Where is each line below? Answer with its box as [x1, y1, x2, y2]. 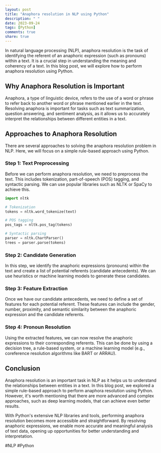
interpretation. [5, 433, 33, 439]
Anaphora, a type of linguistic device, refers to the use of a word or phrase [5, 95, 154, 101]
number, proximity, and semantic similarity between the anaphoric [5, 306, 137, 312]
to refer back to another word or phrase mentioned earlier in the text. [5, 100, 143, 106]
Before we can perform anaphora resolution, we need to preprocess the [5, 171, 148, 177]
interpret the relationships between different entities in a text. [5, 116, 127, 121]
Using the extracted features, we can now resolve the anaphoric [5, 335, 133, 340]
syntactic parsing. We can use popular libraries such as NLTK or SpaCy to [5, 181, 152, 187]
